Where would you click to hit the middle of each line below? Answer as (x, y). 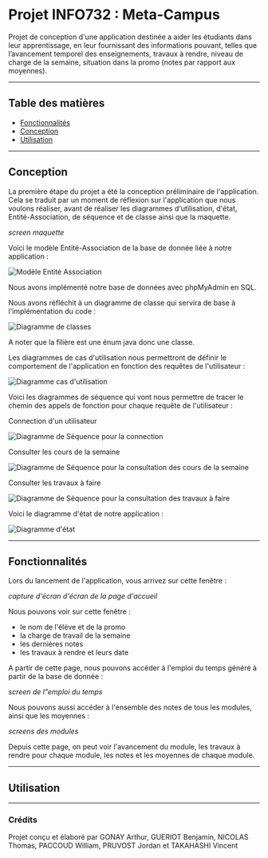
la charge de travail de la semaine (75, 635)
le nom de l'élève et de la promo (73, 627)
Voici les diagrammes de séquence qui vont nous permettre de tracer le (126, 397)
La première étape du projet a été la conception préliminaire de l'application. (134, 191)
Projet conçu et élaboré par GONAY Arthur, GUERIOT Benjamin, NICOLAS (128, 837)
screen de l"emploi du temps (55, 692)
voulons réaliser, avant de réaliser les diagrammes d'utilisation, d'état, (123, 208)
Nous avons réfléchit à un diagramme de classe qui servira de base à (122, 302)
